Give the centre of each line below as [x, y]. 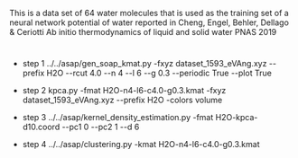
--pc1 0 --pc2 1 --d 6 [101, 127]
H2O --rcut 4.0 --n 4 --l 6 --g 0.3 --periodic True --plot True [159, 73]
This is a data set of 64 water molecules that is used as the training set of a [149, 13]
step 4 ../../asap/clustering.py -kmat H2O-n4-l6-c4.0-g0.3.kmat [141, 145]
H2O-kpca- [237, 118]
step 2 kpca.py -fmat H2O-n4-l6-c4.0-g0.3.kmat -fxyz [124, 91]
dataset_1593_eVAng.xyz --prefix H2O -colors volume [122, 100]
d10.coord [41, 127]
